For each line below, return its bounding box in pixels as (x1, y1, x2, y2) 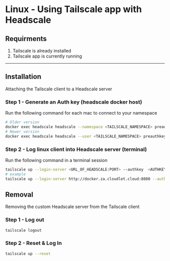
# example (5, 172, 26, 177)
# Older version (5, 120, 39, 125)
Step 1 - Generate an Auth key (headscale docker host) (5, 98, 143, 106)
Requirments (5, 34, 47, 43)
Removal (5, 190, 33, 199)
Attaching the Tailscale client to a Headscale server (5, 86, 112, 92)
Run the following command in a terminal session (5, 157, 108, 163)
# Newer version (5, 129, 39, 134)
